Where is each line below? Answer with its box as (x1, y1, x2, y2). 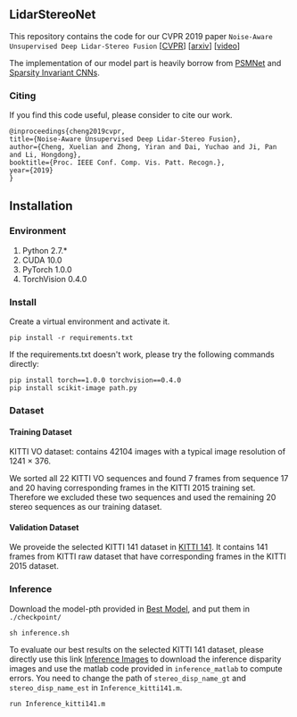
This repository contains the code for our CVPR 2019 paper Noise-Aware (9, 30, 274, 41)
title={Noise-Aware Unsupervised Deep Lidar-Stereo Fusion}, (9, 135, 242, 144)
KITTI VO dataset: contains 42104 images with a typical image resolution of (9, 446, 286, 457)
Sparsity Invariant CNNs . (9, 67, 100, 78)
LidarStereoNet (9, 7, 96, 22)
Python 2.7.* (21, 245, 68, 255)
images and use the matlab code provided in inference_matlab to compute (9, 663, 283, 673)
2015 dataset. (9, 561, 60, 571)
